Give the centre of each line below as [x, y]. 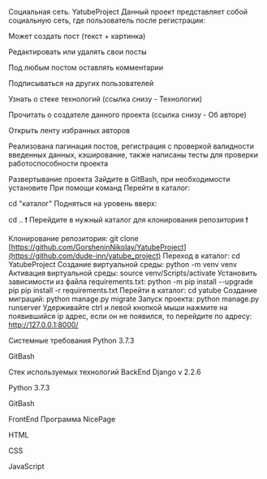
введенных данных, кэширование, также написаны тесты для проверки [133, 155]
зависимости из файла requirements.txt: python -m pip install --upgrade [131, 282]
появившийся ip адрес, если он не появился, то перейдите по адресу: [130, 316]
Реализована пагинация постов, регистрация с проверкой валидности [131, 146]
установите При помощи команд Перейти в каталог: [99, 188]
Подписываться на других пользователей [81, 83]
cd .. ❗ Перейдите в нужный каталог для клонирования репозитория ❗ [129, 220]
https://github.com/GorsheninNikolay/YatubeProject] [99, 247]
